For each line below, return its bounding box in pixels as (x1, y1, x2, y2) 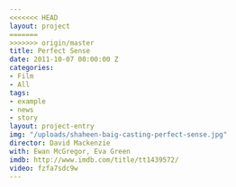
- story (9, 113, 39, 122)
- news (9, 105, 34, 114)
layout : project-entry (9, 122, 95, 131)
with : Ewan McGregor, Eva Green (9, 147, 131, 156)
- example (9, 96, 47, 106)
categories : (9, 64, 54, 73)
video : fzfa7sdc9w (9, 164, 78, 173)
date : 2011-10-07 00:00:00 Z (9, 55, 119, 64)
